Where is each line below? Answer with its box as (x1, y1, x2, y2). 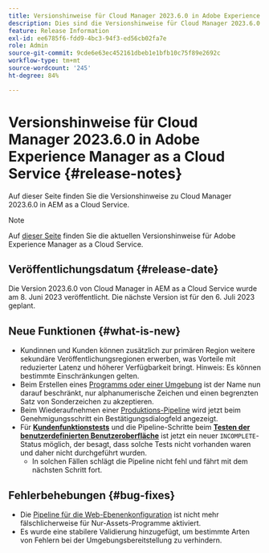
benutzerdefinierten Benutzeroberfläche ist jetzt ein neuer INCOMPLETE (19, 431, 256, 440)
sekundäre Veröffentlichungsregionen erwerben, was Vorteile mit (19, 354, 236, 364)
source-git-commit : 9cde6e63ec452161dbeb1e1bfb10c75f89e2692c (8, 49, 221, 57)
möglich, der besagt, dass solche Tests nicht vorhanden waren (43, 440, 251, 449)
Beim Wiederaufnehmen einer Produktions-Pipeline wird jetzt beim (19, 405, 241, 415)
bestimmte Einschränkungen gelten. (19, 371, 140, 381)
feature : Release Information (8, 27, 110, 35)
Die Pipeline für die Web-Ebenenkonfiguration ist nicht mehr (19, 510, 219, 519)
